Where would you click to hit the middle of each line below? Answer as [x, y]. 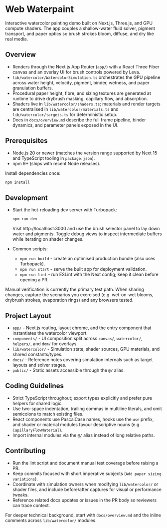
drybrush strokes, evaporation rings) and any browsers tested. [69, 300]
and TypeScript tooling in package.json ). [54, 158]
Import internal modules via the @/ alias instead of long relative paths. [83, 435]
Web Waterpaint [40, 9]
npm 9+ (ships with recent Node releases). [56, 163]
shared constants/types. [37, 354]
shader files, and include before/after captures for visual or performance [87, 489]
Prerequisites [26, 141]
